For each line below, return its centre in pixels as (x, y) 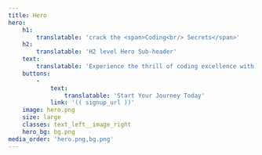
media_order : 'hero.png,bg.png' (61, 139)
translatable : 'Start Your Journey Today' (135, 96)
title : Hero (27, 15)
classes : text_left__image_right (77, 124)
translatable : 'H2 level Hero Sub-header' (107, 52)
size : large (42, 117)
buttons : (36, 74)
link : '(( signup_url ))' (92, 103)
